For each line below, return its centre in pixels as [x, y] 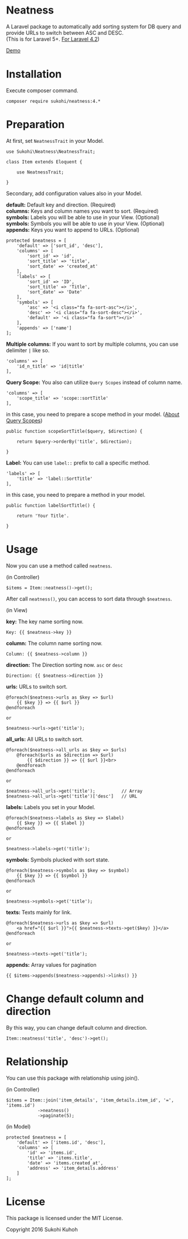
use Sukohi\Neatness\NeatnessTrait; [51, 151]
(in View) [17, 610]
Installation [34, 74]
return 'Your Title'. [43, 516]
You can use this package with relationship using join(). [73, 1078]
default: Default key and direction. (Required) [61, 205]
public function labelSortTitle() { [51, 505]
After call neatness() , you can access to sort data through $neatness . [89, 599]
